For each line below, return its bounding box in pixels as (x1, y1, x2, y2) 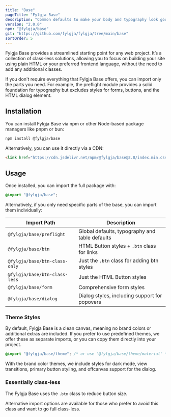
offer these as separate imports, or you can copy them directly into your (5, 336, 156, 342)
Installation (5, 107, 42, 116)
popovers (78, 299, 102, 306)
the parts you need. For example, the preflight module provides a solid (5, 81, 153, 87)
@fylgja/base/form (8, 284, 52, 291)
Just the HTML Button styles (78, 274, 147, 281)
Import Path (26, 219, 55, 226)
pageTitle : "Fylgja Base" (5, 12, 60, 17)
